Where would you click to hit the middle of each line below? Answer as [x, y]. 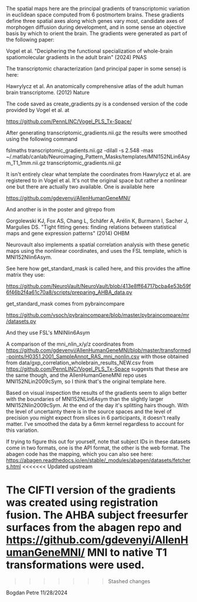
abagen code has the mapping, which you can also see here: [80, 454]
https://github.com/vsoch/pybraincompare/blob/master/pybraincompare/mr [98, 315]
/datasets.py [21, 321]
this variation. [23, 430]
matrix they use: [26, 275]
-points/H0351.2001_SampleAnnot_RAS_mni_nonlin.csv [73, 356]
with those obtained [164, 356]
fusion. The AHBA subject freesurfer [97, 515]
